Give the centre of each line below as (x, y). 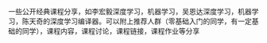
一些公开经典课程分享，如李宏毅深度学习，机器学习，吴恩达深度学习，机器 (130, 11)
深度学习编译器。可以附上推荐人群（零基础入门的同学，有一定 (151, 21)
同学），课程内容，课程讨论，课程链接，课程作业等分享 (111, 31)
